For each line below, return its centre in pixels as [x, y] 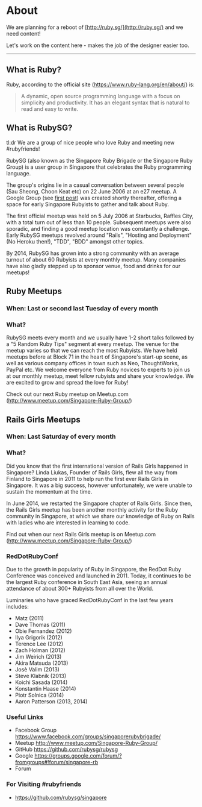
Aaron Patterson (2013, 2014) [51, 702]
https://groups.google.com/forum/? [78, 756]
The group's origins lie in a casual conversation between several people [95, 185]
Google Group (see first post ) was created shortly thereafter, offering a [94, 198]
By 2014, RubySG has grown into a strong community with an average [93, 253]
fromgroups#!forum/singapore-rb [57, 762]
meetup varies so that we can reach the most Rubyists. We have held [92, 351]
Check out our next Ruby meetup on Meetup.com [67, 394]
